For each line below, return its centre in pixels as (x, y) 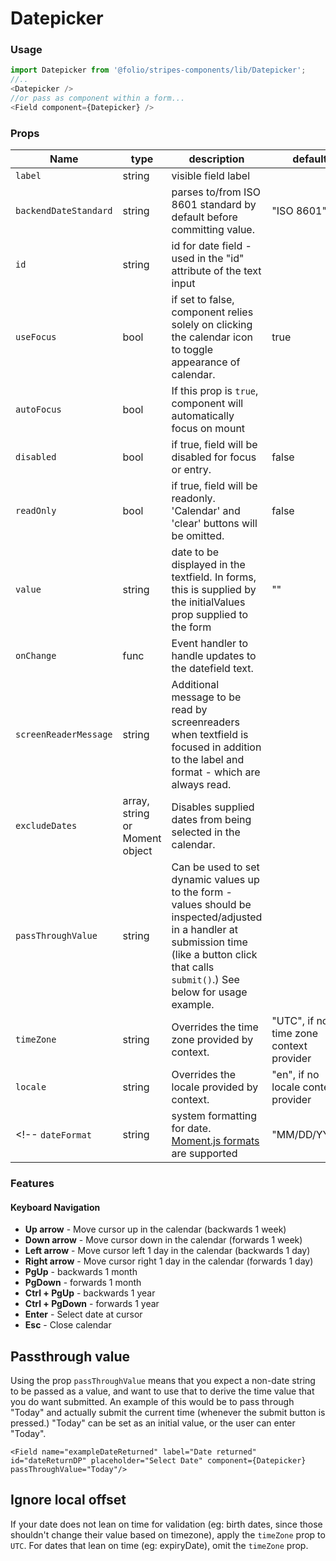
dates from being (211, 820)
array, (136, 801)
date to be (195, 552)
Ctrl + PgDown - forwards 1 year (92, 1304)
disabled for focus (214, 457)
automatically (203, 416)
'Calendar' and (206, 511)
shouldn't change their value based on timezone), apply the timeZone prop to (168, 1534)
